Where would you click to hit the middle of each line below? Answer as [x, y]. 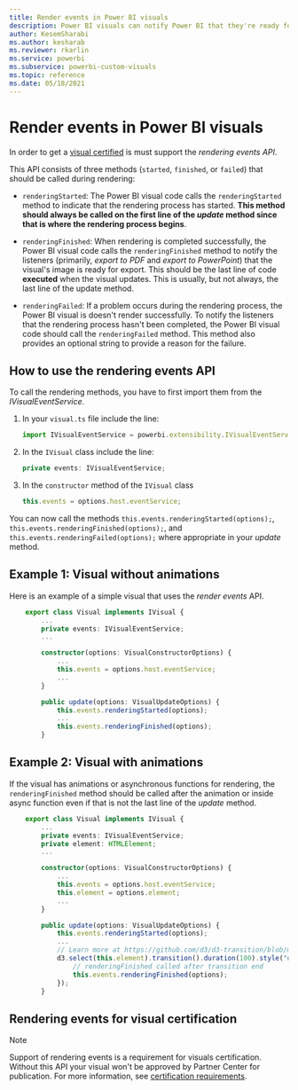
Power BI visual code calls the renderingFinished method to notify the [149, 250]
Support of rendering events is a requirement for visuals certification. [135, 1057]
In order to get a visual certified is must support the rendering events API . [143, 152]
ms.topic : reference [47, 75]
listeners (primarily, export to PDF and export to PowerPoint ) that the [147, 260]
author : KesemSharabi [49, 34]
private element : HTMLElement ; [99, 843]
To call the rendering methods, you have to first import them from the [136, 392]
